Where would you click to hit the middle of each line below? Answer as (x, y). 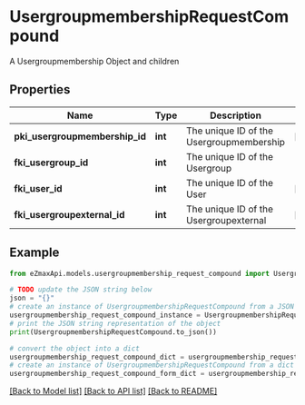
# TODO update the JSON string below (81, 290)
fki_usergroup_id (51, 163)
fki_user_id (38, 188)
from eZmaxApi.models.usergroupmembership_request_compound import (140, 273)
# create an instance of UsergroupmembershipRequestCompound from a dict (152, 365)
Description (236, 115)
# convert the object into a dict (75, 348)
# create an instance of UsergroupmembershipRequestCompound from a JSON (152, 307)
